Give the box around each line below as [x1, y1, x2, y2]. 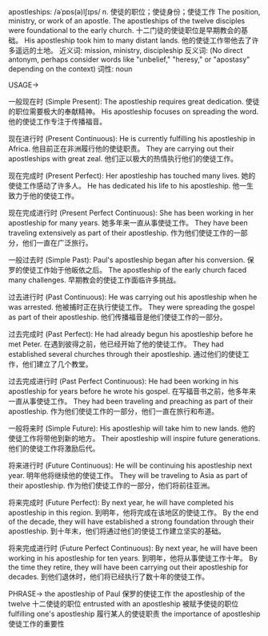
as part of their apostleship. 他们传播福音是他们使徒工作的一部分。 [8, 312, 227, 322]
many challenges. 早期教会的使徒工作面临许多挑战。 [8, 275, 181, 285]
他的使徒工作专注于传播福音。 [8, 117, 106, 126]
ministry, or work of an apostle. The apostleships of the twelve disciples [8, 16, 246, 26]
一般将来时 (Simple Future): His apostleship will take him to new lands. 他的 [8, 423, 256, 433]
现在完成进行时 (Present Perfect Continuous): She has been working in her [8, 208, 254, 217]
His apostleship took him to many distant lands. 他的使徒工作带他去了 [23, 35, 252, 45]
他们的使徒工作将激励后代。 [8, 444, 100, 453]
